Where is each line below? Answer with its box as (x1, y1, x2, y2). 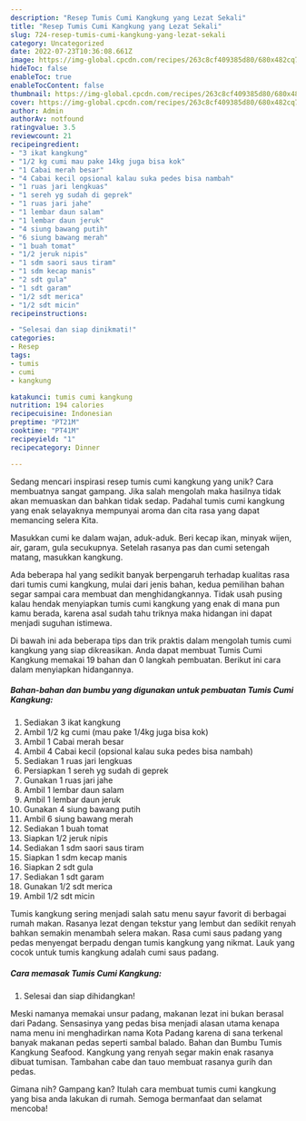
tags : (10, 351, 31, 360)
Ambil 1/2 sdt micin (23, 891, 95, 902)
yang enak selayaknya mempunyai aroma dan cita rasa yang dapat (10, 505, 260, 516)
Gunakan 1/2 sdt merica (23, 881, 113, 892)
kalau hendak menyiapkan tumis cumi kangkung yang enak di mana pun (10, 598, 281, 609)
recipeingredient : (10, 140, 80, 149)
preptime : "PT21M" (10, 418, 80, 427)
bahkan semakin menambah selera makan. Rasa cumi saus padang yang (10, 928, 282, 938)
